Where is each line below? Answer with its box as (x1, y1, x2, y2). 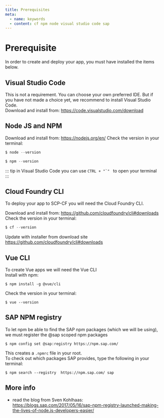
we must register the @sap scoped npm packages (5, 332, 108, 338)
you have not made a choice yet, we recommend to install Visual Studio (5, 97, 151, 103)
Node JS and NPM (5, 122, 62, 130)
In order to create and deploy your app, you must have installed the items (5, 59, 155, 65)
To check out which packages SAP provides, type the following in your (5, 355, 150, 361)
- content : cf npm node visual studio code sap (9, 21, 110, 26)
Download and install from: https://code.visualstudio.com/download (5, 108, 144, 113)
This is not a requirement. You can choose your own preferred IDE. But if (5, 92, 154, 97)
